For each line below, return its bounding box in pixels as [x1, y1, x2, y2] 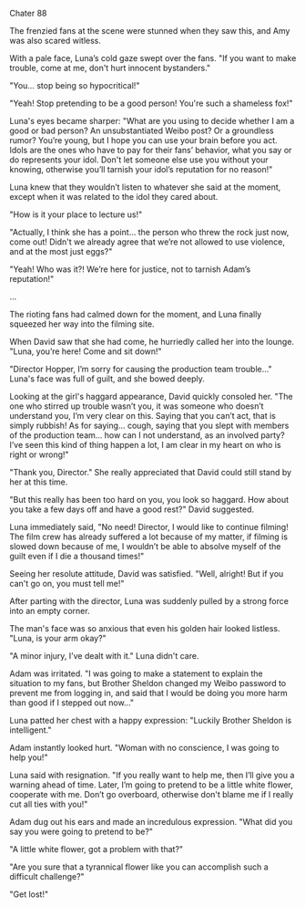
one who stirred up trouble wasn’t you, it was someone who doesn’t [9, 401, 264, 412]
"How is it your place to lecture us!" [9, 209, 143, 220]
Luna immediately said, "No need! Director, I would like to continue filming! [9, 522, 289, 532]
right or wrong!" [9, 449, 70, 460]
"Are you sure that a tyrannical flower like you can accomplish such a [9, 861, 269, 872]
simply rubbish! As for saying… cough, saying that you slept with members [9, 420, 290, 431]
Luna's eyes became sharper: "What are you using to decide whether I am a [9, 116, 295, 126]
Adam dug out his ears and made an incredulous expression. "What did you [9, 817, 293, 827]
